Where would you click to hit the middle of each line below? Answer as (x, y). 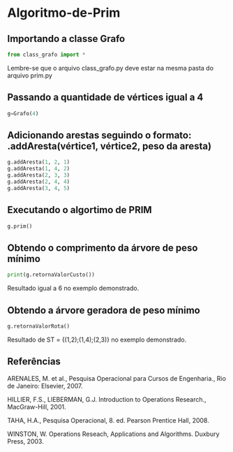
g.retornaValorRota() (39, 326)
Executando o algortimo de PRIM (80, 210)
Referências (34, 362)
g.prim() (20, 226)
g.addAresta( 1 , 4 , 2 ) (39, 169)
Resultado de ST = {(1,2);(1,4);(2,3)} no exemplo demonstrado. (97, 340)
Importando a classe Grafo (66, 39)
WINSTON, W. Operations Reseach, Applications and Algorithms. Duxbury (113, 434)
